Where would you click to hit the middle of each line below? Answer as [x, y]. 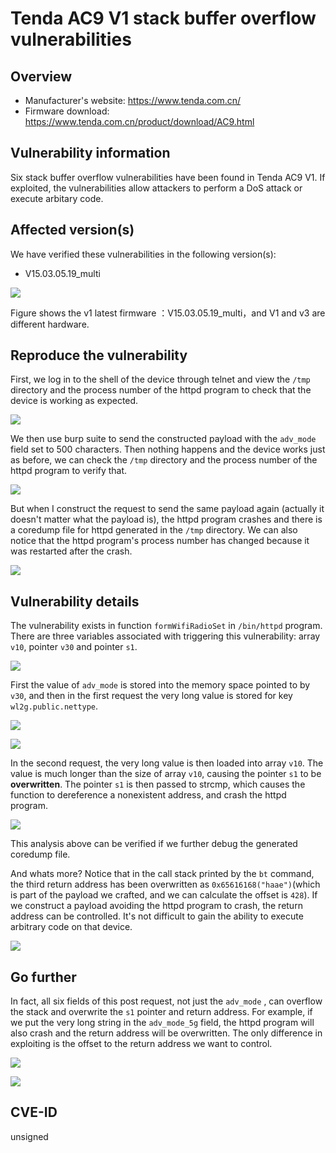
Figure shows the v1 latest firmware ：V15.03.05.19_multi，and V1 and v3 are [168, 313]
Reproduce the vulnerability [99, 355]
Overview [41, 76]
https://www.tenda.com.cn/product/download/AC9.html [139, 121]
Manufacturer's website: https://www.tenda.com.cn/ [133, 100]
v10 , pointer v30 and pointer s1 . [74, 647]
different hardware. [50, 324]
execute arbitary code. [57, 198]
